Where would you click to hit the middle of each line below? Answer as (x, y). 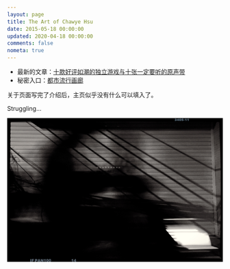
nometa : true (26, 51)
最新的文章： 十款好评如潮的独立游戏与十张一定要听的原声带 (101, 72)
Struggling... (25, 108)
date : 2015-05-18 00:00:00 (46, 29)
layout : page (26, 14)
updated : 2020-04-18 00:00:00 (50, 36)
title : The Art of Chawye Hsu (50, 22)
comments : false (30, 43)
